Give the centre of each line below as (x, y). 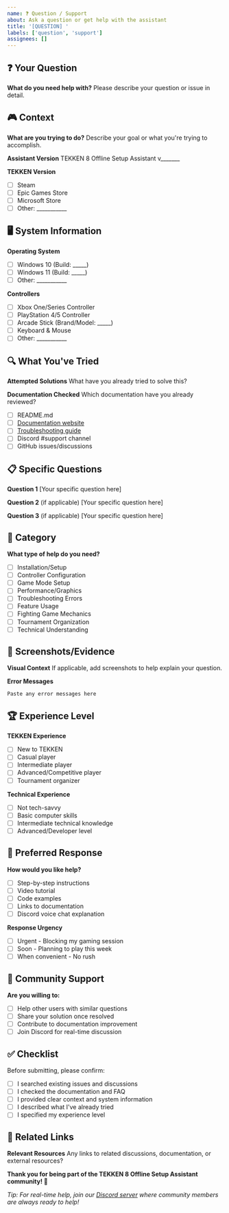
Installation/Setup (42, 568)
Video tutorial (36, 890)
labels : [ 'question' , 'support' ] (55, 33)
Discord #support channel (54, 438)
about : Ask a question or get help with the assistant (87, 20)
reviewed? (22, 402)
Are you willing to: (34, 995)
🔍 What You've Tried (53, 361)
